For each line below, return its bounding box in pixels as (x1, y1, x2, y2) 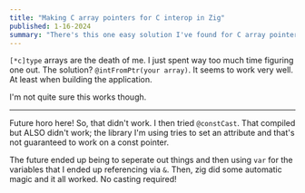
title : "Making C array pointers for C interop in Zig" (9, 13, 225, 23)
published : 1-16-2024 (9, 22, 92, 31)
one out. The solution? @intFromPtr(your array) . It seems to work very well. (9, 64, 293, 75)
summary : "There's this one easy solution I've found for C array (9, 30, 266, 39)
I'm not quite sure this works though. (9, 92, 147, 102)
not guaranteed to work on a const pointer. (9, 137, 170, 148)
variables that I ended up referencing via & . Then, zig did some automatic (9, 164, 283, 175)
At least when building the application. (9, 74, 152, 85)
